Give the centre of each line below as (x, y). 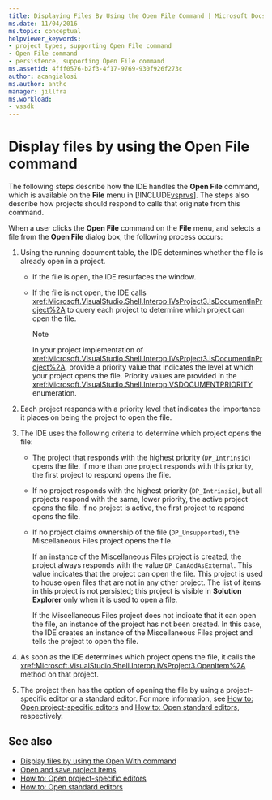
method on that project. (59, 674)
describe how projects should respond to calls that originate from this (124, 204)
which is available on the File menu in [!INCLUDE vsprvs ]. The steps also (129, 195)
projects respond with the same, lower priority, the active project (140, 499)
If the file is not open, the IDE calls (89, 292)
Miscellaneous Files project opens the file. (102, 541)
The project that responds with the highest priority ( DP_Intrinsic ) (141, 458)
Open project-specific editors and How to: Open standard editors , (130, 707)
